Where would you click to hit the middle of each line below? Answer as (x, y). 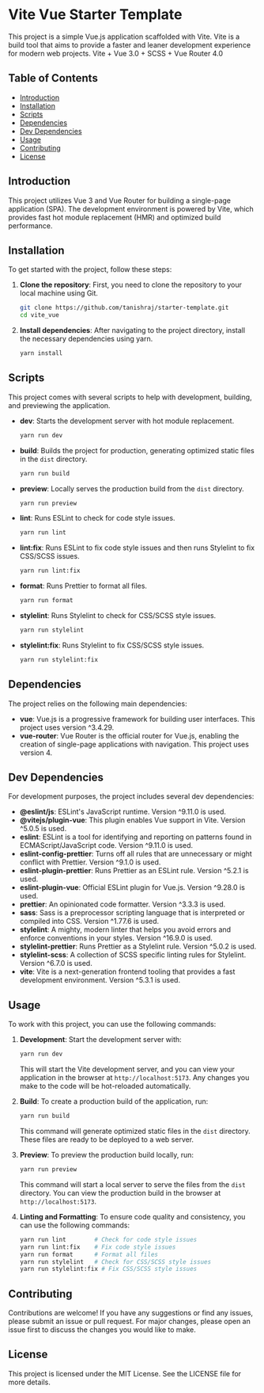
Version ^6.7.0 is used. (56, 964)
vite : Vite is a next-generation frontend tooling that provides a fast (127, 971)
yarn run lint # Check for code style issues (108, 1239)
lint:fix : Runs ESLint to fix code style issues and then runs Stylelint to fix (137, 548)
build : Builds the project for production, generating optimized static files (137, 450)
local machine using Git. (59, 293)
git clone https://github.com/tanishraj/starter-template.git (124, 308)
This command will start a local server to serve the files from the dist (133, 1184)
